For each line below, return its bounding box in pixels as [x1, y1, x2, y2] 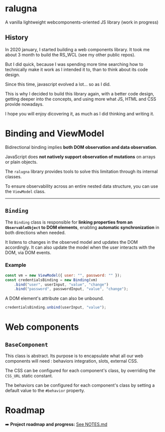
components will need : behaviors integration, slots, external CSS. [5, 358, 138, 364]
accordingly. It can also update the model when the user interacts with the [5, 244, 155, 250]
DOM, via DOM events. [5, 249, 52, 256]
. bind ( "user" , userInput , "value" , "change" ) [14, 282, 109, 287]
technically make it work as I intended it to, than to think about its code [5, 66, 148, 72]
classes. [5, 173, 22, 179]
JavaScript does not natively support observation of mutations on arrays [5, 153, 156, 160]
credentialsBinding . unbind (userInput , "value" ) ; [5, 305, 107, 310]
